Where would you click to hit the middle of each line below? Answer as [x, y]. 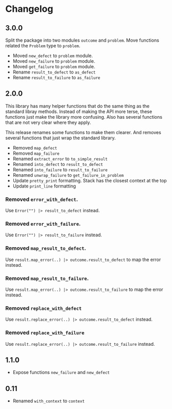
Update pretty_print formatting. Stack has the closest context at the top [90, 180]
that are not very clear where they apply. [48, 122]
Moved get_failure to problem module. [54, 67]
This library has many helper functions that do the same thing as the [78, 106]
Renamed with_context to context [49, 401]
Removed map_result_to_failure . [47, 278]
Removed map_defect [35, 147]
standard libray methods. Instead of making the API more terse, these [79, 111]
